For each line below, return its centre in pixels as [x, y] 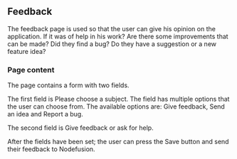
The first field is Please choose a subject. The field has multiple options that [118, 99]
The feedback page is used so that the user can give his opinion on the [111, 28]
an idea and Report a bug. [45, 114]
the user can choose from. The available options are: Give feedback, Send [116, 106]
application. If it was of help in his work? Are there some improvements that [118, 36]
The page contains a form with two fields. [68, 85]
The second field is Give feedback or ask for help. [81, 128]
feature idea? [27, 51]
